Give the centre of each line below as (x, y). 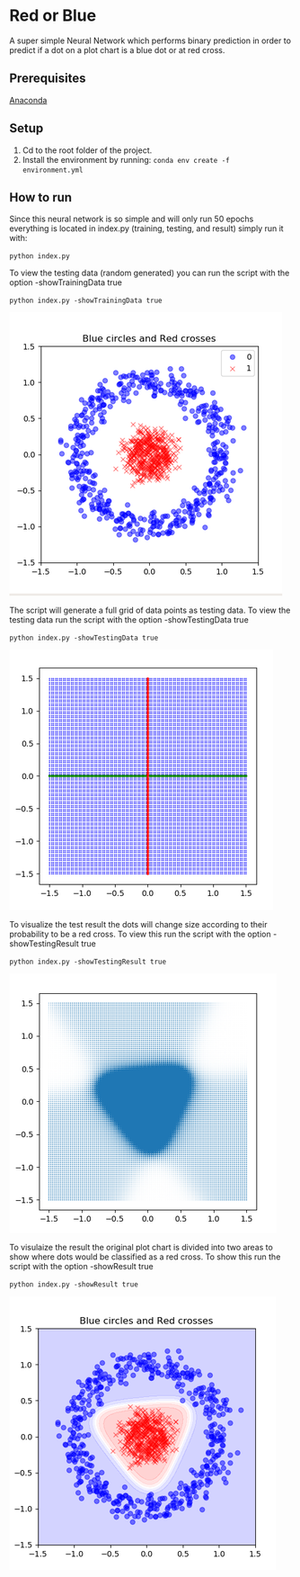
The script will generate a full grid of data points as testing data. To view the (150, 610)
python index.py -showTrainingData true (86, 301)
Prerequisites (48, 79)
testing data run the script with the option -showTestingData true (129, 620)
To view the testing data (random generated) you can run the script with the (150, 273)
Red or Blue (53, 16)
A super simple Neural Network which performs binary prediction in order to (150, 40)
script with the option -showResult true (82, 1267)
